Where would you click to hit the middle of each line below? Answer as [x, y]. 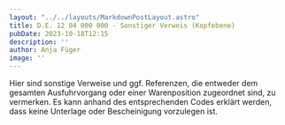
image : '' [27, 58]
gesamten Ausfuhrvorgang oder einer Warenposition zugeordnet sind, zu [142, 92]
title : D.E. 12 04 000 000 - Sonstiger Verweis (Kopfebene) [123, 26]
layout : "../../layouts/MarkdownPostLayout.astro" [104, 17]
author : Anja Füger [45, 50]
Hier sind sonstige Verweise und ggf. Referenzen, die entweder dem [134, 83]
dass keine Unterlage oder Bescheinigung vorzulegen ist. [114, 111]
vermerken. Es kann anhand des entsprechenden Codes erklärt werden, [141, 102]
